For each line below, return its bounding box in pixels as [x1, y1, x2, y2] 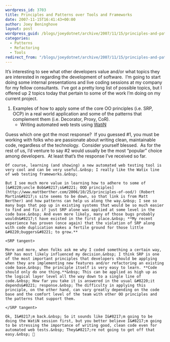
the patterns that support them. [5, 296, 76, 301]
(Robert [139, 190, 155, 195]
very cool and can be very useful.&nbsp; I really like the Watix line [5, 167, 159, 173]
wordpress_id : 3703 [5, 7, 47, 13]
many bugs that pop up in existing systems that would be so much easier [5, 203, 164, 208]
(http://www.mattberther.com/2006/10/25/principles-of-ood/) [5, 190, 137, 195]
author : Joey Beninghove [5, 21, 58, 27]
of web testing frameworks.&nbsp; [5, 172, 78, 177]
